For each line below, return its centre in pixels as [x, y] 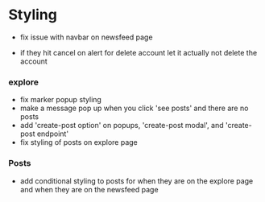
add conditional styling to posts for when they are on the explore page [137, 181]
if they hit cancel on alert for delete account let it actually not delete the [139, 52]
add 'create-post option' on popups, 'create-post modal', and [122, 126]
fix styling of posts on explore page [79, 142]
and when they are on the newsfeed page [89, 189]
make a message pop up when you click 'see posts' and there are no [134, 108]
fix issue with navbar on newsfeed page [86, 37]
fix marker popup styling [61, 100]
